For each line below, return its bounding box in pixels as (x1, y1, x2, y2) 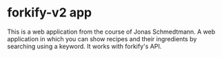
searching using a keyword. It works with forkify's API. (7, 42, 162, 50)
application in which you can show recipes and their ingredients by (7, 34, 197, 43)
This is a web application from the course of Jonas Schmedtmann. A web (7, 27, 216, 36)
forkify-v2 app (7, 5, 92, 21)
